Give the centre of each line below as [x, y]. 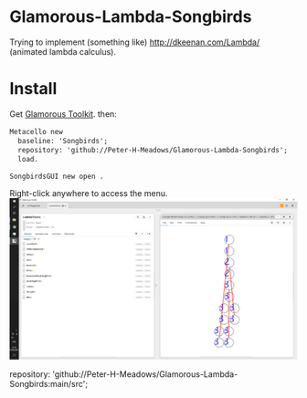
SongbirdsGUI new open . [57, 176]
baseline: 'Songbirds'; [63, 141]
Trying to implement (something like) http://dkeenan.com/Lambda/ [135, 42]
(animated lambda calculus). [63, 51]
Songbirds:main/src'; [49, 384]
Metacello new [37, 131]
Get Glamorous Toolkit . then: [63, 114]
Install [33, 89]
